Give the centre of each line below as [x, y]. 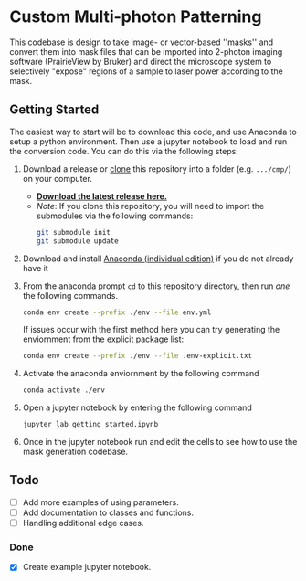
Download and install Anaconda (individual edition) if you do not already [158, 259]
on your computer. [58, 178]
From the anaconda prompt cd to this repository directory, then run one [156, 286]
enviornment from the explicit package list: [103, 339]
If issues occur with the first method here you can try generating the [151, 330]
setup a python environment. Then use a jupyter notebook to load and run [148, 141]
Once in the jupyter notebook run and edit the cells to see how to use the [160, 442]
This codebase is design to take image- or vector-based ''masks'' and [142, 42]
